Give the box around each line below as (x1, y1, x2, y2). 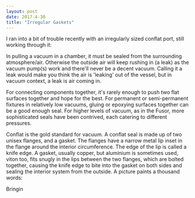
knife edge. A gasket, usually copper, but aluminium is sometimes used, (6, 150, 179, 157)
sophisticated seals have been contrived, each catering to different (6, 114, 168, 121)
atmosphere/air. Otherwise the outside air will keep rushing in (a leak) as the (6, 59, 189, 66)
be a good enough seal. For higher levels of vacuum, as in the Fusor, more (6, 107, 184, 114)
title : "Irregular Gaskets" (6, 19, 75, 25)
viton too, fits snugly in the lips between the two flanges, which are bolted (6, 155, 184, 163)
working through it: (6, 41, 52, 48)
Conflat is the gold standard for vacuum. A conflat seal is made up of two (6, 131, 182, 138)
